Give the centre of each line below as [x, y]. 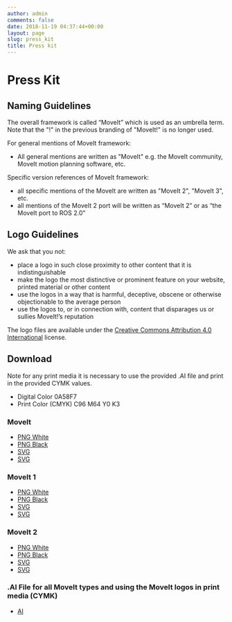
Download [29, 359]
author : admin [28, 14]
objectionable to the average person [69, 302]
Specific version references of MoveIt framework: [78, 177]
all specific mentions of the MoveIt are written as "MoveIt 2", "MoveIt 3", [120, 191]
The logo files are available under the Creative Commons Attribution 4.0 [110, 329]
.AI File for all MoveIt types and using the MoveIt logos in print [114, 587]
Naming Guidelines [49, 106]
